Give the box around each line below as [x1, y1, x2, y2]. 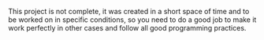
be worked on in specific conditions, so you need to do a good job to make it [8, 15, 257, 24]
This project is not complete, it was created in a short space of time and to [8, 7, 250, 16]
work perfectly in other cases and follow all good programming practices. [8, 24, 247, 32]
